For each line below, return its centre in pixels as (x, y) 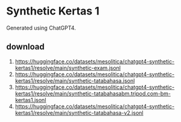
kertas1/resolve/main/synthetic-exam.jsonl (68, 68)
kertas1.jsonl (30, 100)
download (25, 47)
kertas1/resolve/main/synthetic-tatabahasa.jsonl (75, 80)
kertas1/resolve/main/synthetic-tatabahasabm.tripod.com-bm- (93, 93)
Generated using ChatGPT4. (41, 28)
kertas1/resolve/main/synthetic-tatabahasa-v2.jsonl (79, 112)
